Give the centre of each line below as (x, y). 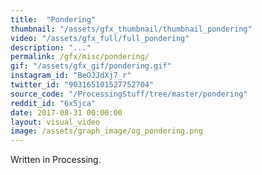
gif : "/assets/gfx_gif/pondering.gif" (91, 66)
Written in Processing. (56, 160)
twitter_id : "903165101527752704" (82, 85)
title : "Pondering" (53, 19)
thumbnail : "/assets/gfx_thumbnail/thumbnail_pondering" (131, 29)
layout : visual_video (55, 122)
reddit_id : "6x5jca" (53, 103)
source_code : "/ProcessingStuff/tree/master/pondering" (129, 94)
